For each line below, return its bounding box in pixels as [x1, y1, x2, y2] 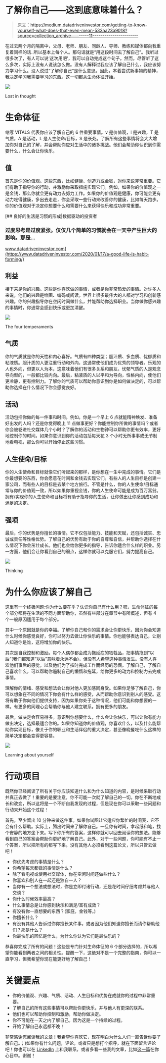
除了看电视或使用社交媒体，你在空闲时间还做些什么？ [12, 871, 121, 877]
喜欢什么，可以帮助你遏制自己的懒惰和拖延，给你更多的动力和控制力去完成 [9, 668, 161, 674]
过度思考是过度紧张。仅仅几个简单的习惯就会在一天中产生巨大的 [5, 226, 157, 233]
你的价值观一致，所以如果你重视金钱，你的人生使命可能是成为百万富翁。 [13, 487, 161, 493]
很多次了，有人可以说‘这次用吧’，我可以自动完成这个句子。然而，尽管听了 [5, 55, 155, 61]
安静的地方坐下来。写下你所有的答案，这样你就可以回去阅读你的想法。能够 [9, 829, 161, 835]
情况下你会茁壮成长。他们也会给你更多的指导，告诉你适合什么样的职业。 [9, 542, 157, 548]
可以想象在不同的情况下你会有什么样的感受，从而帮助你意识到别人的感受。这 [5, 691, 161, 697]
